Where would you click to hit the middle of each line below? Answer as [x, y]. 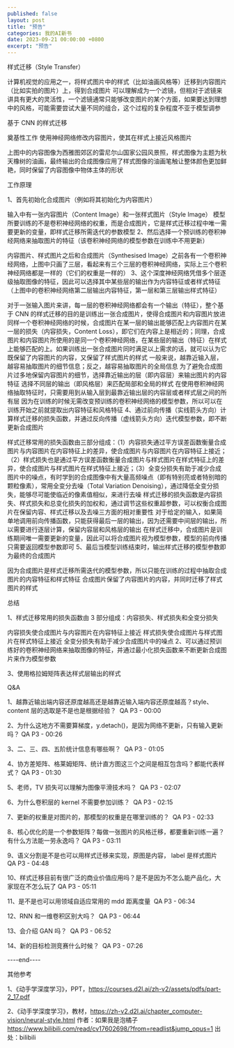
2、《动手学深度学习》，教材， [49, 1011]
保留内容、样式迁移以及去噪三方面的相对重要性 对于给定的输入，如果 [118, 512]
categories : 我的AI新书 [39, 33]
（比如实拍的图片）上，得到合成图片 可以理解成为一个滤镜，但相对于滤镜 [112, 90]
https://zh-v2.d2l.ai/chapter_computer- [147, 1011]
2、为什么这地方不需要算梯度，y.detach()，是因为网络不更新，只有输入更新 [115, 725]
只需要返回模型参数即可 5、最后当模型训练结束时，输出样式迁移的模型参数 [114, 547]
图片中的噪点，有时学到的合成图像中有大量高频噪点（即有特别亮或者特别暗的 [117, 477]
